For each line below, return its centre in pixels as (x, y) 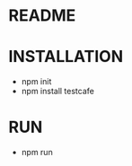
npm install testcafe (58, 92)
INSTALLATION (66, 57)
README (42, 16)
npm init (36, 82)
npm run (37, 153)
